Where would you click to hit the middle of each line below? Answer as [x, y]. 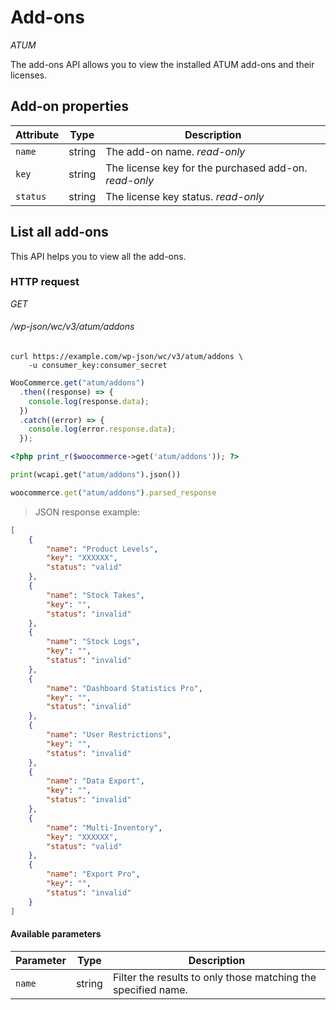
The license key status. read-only [185, 196]
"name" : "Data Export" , [95, 781]
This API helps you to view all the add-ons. [98, 256]
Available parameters [56, 934]
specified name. [150, 989]
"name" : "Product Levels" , [102, 549]
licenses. [29, 75]
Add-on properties [69, 106]
